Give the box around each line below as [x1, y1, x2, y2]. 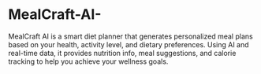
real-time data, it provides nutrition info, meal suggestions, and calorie [8, 48, 237, 57]
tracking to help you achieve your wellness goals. [8, 57, 169, 66]
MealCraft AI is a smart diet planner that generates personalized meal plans [8, 31, 254, 41]
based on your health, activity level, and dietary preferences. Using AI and [8, 39, 250, 49]
